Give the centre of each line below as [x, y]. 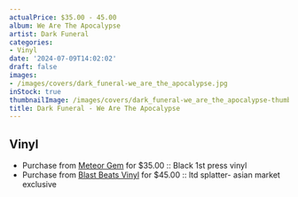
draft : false [33, 67]
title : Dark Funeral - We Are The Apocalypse [94, 108]
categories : [31, 42]
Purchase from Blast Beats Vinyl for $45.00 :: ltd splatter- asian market [151, 175]
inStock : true [35, 91]
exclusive [39, 185]
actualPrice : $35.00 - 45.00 [63, 17]
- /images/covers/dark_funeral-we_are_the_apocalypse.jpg [118, 83]
